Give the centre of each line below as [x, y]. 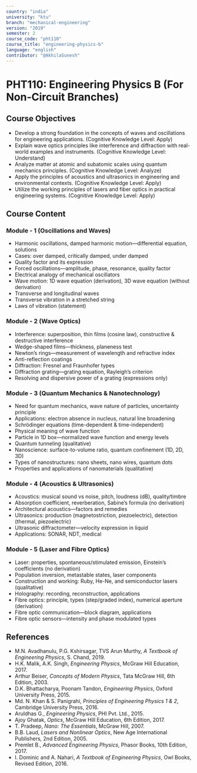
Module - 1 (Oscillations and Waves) [59, 230]
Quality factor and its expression [54, 262]
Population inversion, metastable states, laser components [86, 575]
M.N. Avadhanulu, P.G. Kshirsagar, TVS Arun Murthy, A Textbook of [96, 651]
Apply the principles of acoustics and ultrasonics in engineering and [97, 177]
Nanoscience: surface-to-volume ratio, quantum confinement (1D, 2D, [99, 449]
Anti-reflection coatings [43, 359]
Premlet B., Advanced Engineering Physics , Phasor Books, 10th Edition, [101, 745]
